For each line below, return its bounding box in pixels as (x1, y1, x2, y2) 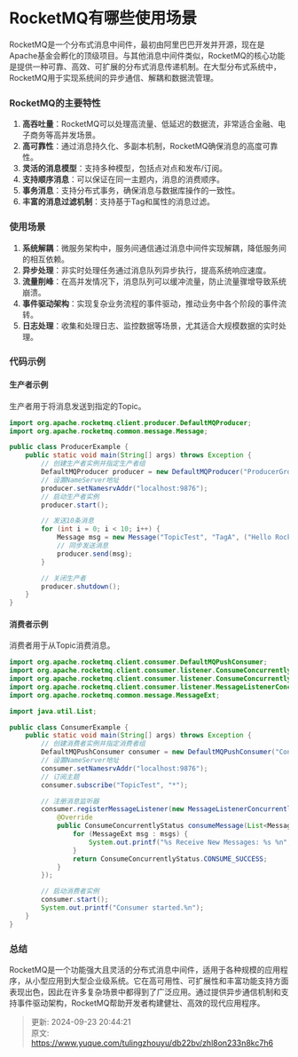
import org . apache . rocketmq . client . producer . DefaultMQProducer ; (9, 418, 252, 427)
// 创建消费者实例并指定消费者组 (41, 739, 146, 748)
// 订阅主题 (41, 772, 80, 781)
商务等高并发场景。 (29, 130, 100, 140)
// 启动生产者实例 (41, 492, 99, 501)
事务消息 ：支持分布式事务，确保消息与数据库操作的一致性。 (21, 185, 240, 196)
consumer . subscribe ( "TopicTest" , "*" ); (41, 780, 189, 790)
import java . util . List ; (9, 706, 98, 715)
